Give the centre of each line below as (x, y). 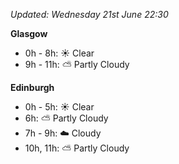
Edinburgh (32, 87)
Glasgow (29, 33)
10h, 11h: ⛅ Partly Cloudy (77, 148)
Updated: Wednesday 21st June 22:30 (89, 14)
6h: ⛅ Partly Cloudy (66, 118)
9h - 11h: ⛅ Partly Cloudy (77, 64)
